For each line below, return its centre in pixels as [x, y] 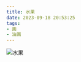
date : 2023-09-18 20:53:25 [41, 18]
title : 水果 [21, 12]
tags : [13, 23]
